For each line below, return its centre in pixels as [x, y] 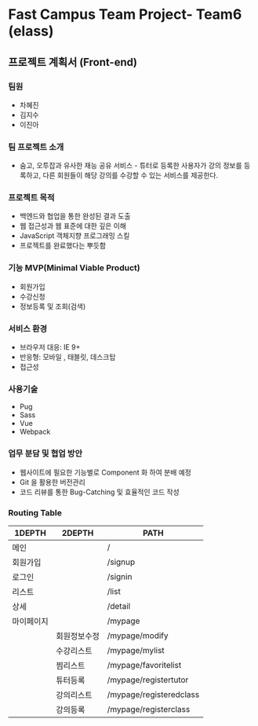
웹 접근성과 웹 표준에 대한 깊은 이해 [73, 226]
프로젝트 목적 [31, 198]
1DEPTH [31, 533]
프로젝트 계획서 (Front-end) [73, 62]
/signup [121, 562]
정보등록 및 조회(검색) [53, 306]
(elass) [31, 31]
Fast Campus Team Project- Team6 [125, 15]
